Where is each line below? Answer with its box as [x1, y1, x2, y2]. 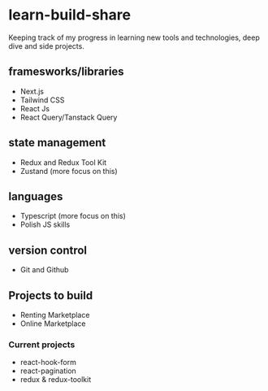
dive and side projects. [8, 41, 85, 50]
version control [8, 243, 88, 257]
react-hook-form [19, 358, 77, 367]
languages [8, 189, 63, 203]
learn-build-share [8, 6, 132, 24]
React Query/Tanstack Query [19, 112, 118, 122]
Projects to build [8, 289, 93, 302]
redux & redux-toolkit [19, 375, 92, 384]
